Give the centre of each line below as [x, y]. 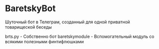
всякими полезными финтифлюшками [44, 41]
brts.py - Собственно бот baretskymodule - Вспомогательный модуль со [80, 36]
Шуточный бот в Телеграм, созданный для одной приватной [68, 22]
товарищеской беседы [29, 27]
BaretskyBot [30, 8]
